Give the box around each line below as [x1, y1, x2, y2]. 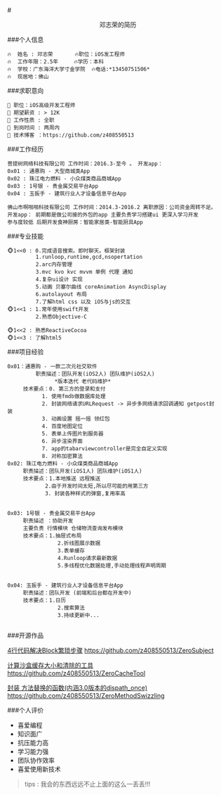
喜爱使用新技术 [17, 765, 61, 773]
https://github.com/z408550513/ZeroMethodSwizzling [7, 692, 165, 699]
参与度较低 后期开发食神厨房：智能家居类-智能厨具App [7, 219, 144, 226]
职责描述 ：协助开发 [22, 517, 74, 524]
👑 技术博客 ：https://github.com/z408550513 [7, 132, 135, 139]
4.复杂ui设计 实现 [35, 276, 83, 283]
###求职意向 [7, 87, 44, 94]
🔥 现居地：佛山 [7, 73, 49, 80]
